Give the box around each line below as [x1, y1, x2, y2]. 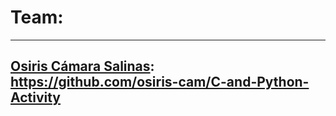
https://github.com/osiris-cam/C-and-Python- [10, 74, 310, 91]
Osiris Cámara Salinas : [10, 58, 155, 75]
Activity [10, 89, 62, 106]
